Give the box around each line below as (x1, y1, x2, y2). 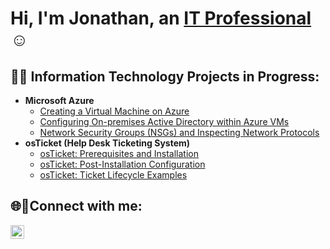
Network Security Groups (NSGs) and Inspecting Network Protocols (39, 127, 320, 138)
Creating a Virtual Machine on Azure (39, 105, 190, 117)
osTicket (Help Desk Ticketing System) (24, 137, 191, 149)
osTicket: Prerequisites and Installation (39, 148, 200, 159)
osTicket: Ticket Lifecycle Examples (39, 169, 188, 181)
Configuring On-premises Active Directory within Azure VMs (39, 116, 290, 127)
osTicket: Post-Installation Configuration (39, 158, 206, 170)
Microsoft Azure (24, 95, 95, 106)
